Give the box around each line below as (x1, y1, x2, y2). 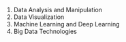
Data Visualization (13, 13, 65, 21)
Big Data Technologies (13, 27, 77, 35)
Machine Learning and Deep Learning (13, 20, 121, 28)
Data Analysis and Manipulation (13, 6, 102, 14)
